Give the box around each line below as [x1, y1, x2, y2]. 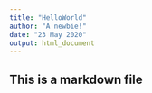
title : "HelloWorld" [9, 13, 88, 23]
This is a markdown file [9, 71, 143, 87]
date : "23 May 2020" [9, 30, 88, 39]
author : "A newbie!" [9, 22, 88, 31]
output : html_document [9, 38, 95, 48]
